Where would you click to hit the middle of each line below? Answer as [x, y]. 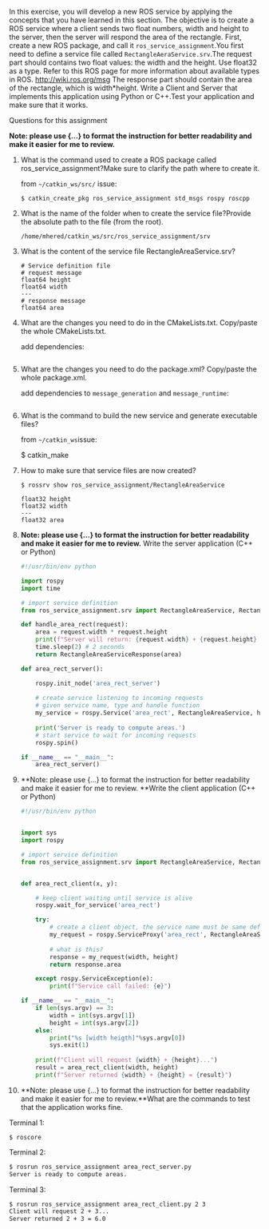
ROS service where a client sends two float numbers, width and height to [129, 28]
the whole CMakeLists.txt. [63, 331]
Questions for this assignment [58, 120]
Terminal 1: [27, 1123]
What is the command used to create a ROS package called [119, 160]
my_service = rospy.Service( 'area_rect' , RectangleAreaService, [144, 713]
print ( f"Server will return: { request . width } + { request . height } [146, 640]
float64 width [44, 287]
